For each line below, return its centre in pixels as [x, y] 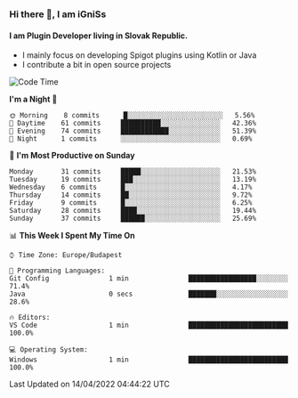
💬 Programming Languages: [57, 271]
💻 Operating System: [49, 350]
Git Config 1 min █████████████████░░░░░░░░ [149, 279]
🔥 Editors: [30, 318]
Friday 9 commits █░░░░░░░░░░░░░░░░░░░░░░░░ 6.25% [131, 203]
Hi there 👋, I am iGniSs [58, 14]
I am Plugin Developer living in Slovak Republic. [99, 36]
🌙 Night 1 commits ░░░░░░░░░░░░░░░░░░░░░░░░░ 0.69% [131, 139]
